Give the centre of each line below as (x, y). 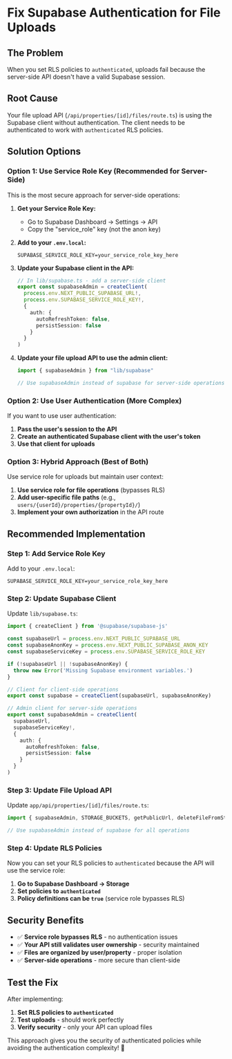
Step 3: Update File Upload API (60, 790)
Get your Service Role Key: (56, 208)
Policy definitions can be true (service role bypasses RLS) (101, 899)
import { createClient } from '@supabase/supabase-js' (88, 627)
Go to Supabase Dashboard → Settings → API (93, 222)
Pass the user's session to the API (67, 429)
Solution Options (44, 152)
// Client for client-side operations (63, 689)
